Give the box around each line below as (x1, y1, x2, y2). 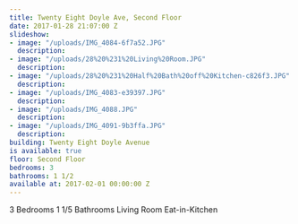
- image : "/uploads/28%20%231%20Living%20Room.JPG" (9, 55, 206, 64)
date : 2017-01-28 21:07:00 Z (9, 22, 118, 30)
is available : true (9, 146, 82, 155)
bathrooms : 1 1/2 (9, 171, 74, 180)
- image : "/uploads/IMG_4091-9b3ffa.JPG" (9, 122, 166, 131)
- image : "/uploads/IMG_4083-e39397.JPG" (9, 88, 166, 97)
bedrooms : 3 (9, 163, 54, 172)
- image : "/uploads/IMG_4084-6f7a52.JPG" (9, 38, 166, 47)
